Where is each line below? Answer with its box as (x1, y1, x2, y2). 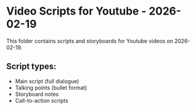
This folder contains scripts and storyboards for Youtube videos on (6, 37, 174, 44)
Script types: (6, 61, 56, 72)
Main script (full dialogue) (15, 77, 80, 84)
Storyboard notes (15, 90, 59, 98)
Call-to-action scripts (15, 97, 68, 104)
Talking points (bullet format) (15, 84, 88, 91)
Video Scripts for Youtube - (6, 4, 147, 18)
